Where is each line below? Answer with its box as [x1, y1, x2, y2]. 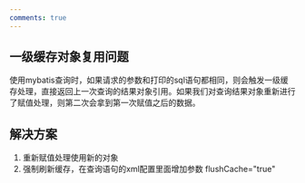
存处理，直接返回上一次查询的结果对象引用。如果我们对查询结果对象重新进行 [9, 86, 296, 97]
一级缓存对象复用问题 [9, 49, 129, 64]
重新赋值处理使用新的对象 [22, 152, 119, 163]
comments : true [9, 13, 67, 23]
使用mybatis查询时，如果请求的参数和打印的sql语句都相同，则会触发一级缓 [9, 74, 289, 86]
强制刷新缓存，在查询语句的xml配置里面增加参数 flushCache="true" [22, 164, 276, 175]
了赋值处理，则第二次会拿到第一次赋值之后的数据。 [9, 97, 201, 109]
